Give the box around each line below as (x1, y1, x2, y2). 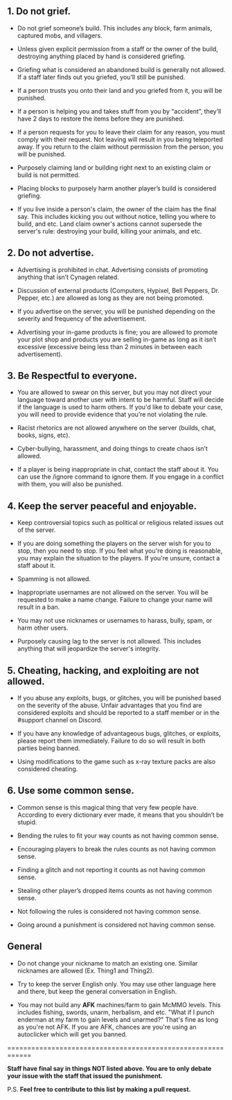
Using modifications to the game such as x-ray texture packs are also (17, 758, 216, 766)
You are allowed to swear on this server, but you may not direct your (17, 388, 213, 397)
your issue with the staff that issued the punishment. (7, 1072, 163, 1080)
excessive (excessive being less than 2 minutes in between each (17, 342, 202, 351)
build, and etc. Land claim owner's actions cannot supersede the (17, 220, 202, 228)
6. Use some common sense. (7, 785, 135, 797)
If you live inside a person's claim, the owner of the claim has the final (17, 204, 217, 213)
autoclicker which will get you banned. (17, 1030, 127, 1038)
